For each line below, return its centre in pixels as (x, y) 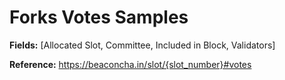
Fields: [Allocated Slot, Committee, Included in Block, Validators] (142, 45)
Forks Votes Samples (99, 17)
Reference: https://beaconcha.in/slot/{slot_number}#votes (130, 64)
